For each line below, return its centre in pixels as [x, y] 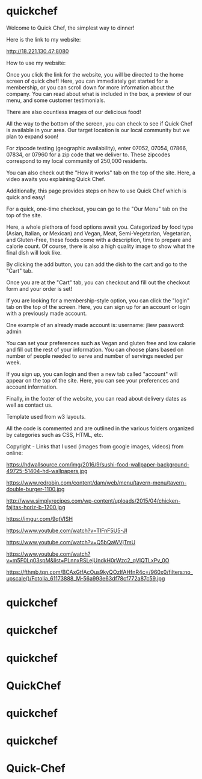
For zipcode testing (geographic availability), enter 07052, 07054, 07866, [97, 148]
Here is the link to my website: [44, 39]
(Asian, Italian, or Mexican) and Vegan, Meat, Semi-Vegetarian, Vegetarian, [99, 233]
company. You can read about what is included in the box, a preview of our [99, 94]
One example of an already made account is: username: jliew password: [96, 325]
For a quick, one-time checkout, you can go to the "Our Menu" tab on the [97, 209]
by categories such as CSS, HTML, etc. [55, 434]
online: [14, 453]
